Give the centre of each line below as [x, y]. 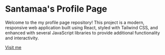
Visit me [13, 47]
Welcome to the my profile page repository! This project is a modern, [75, 22]
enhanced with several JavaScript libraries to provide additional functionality [82, 33]
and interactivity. [22, 38]
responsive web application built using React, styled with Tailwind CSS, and [82, 27]
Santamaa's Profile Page [56, 9]
